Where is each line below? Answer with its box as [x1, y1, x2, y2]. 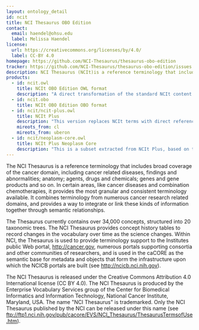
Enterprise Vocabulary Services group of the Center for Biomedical [6, 286, 170, 293]
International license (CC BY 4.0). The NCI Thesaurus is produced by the [6, 279, 184, 287]
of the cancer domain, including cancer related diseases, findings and [6, 169, 177, 176]
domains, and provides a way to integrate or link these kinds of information [6, 200, 189, 207]
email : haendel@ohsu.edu [11, 31, 73, 37]
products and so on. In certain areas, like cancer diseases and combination [6, 181, 190, 188]
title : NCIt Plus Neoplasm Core [17, 140, 97, 147]
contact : [6, 25, 28, 31]
